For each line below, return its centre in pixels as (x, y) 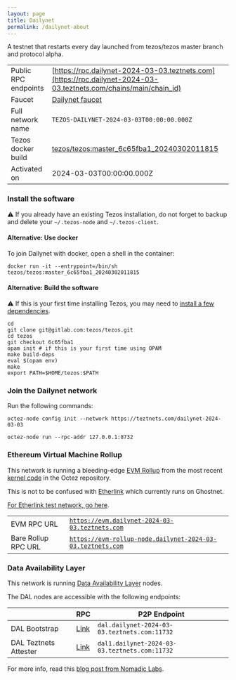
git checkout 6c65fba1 (40, 342)
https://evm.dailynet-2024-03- (122, 520)
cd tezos (20, 336)
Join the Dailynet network (52, 391)
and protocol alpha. (35, 54)
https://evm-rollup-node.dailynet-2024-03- (143, 539)
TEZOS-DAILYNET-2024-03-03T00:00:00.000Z (122, 120)
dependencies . (29, 311)
